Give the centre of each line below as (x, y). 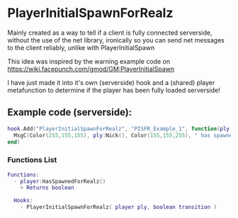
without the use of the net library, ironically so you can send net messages (116, 40)
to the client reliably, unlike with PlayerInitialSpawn (81, 47)
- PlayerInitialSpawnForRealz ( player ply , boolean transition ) (119, 207)
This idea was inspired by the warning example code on (89, 61)
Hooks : (23, 201)
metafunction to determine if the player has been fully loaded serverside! (114, 90)
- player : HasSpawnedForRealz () (60, 181)
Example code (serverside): (70, 112)
